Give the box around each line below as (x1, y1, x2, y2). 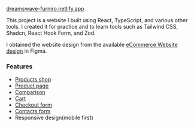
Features (6, 62, 33, 71)
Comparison (14, 89, 46, 96)
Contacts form (14, 108, 51, 115)
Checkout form (14, 101, 52, 108)
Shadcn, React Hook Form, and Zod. (6, 29, 96, 37)
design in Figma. (6, 47, 47, 55)
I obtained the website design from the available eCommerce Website (6, 41, 178, 48)
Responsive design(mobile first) (14, 114, 94, 122)
